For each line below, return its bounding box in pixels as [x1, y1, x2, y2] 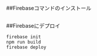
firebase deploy [6, 44, 46, 50]
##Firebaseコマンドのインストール [6, 5, 92, 11]
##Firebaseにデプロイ [6, 22, 61, 29]
